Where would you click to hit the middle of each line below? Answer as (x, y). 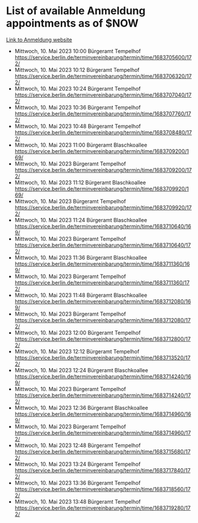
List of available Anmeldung (76, 11)
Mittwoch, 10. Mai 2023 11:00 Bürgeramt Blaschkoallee (81, 145)
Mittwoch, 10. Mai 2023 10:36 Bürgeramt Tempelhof (77, 107)
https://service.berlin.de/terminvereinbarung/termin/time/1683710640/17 (103, 245)
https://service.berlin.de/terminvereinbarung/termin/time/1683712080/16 (103, 301)
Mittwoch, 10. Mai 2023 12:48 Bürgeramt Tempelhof (77, 445)
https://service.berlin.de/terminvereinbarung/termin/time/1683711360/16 (102, 264)
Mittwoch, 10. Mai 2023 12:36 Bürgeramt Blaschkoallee (81, 408)
